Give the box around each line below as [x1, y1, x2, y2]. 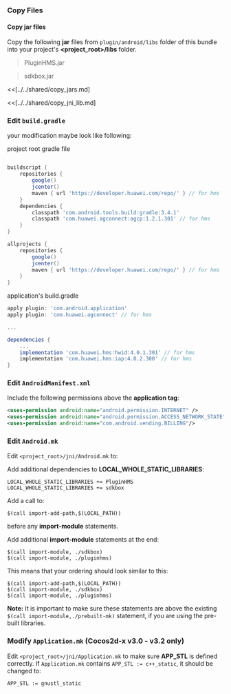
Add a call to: [7, 497, 45, 505]
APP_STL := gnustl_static [7, 680, 81, 687]
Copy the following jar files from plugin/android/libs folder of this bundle [7, 38, 218, 46]
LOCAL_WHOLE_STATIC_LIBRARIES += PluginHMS [7, 478, 134, 486]
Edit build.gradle [7, 116, 66, 125]
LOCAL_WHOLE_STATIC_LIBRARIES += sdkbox [7, 484, 125, 491]
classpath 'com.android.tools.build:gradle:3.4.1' [32, 209, 180, 216]
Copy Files [7, 6, 43, 15]
